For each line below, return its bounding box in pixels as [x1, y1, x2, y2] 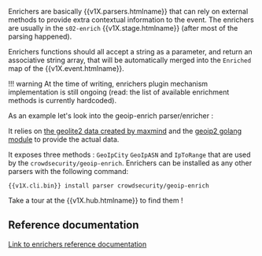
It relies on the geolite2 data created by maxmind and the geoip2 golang [8, 126, 242, 135]
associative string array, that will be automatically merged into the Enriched [8, 55, 252, 65]
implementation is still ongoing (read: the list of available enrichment [8, 87, 230, 97]
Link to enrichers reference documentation [8, 239, 147, 249]
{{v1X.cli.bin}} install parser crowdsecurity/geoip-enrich [8, 182, 210, 190]
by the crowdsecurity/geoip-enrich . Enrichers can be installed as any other [8, 158, 253, 168]
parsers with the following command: [8, 167, 128, 176]
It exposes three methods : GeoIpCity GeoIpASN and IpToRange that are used [8, 150, 251, 159]
